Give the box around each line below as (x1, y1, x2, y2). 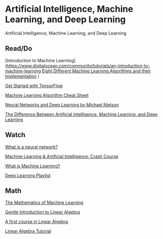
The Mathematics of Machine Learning (5, 200, 83, 206)
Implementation (5, 73, 37, 79)
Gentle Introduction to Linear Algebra (5, 209, 80, 215)
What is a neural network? (5, 144, 58, 149)
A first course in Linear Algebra (5, 219, 68, 225)
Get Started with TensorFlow (5, 83, 63, 89)
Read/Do (5, 44, 32, 53)
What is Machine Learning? (5, 163, 60, 169)
